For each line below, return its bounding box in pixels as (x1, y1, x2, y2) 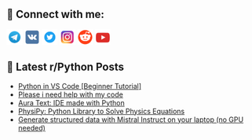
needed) (17, 123, 46, 132)
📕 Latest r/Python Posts (6, 61, 125, 74)
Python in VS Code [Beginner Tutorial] (17, 81, 142, 90)
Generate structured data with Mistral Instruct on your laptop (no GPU (17, 115, 244, 124)
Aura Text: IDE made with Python (17, 98, 126, 107)
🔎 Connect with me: (6, 8, 104, 21)
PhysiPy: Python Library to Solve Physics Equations (17, 106, 185, 116)
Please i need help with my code (17, 90, 124, 99)
